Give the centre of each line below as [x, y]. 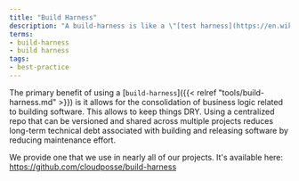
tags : [19, 59]
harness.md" [33, 102]
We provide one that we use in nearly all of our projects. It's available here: [146, 157]
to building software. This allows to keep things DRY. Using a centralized [142, 111]
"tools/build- [242, 92]
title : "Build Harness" [53, 17]
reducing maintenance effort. [63, 140]
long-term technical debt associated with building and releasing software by [149, 130]
